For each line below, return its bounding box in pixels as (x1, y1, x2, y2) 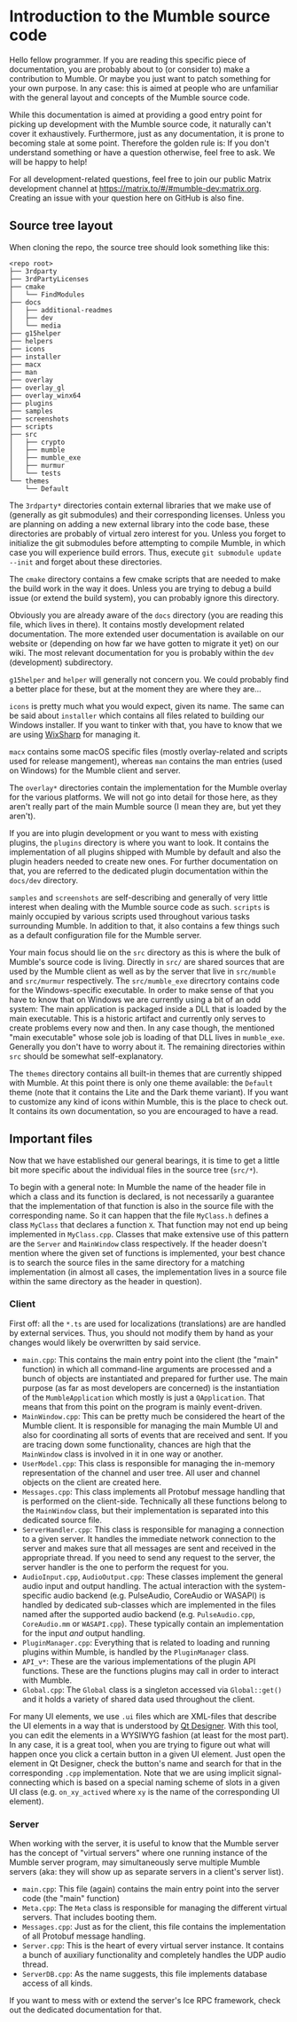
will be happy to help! (9, 156, 88, 167)
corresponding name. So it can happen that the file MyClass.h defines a (9, 1210, 269, 1220)
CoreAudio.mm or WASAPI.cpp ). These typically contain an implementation (21, 1618, 284, 1629)
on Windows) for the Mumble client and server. (9, 765, 181, 776)
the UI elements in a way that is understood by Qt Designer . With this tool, (9, 1720, 279, 1731)
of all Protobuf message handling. (21, 1931, 146, 1941)
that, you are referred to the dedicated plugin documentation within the (9, 865, 269, 876)
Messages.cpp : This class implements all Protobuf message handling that (21, 1486, 285, 1497)
